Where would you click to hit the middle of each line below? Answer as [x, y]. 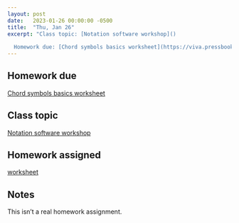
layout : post [27, 14]
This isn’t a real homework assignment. [65, 212]
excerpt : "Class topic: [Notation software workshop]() [92, 34]
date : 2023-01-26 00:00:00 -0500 [60, 21]
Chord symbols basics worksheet [56, 93]
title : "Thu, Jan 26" [41, 27]
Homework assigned [54, 155]
